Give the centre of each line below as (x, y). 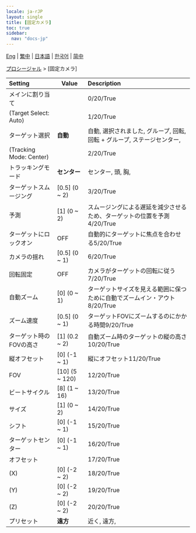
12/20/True (104, 375)
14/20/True (104, 409)
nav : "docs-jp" (30, 39)
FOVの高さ (24, 345)
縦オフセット (27, 359)
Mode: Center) (29, 157)
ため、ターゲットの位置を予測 (129, 216)
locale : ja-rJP (24, 11)
